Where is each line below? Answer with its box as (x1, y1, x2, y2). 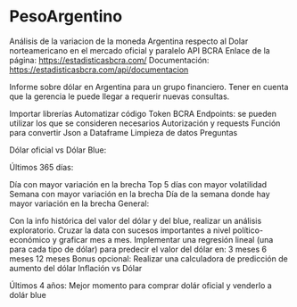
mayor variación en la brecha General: (9, 198, 150, 209)
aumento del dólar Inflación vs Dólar (9, 262, 143, 273)
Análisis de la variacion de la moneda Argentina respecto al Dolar (9, 36, 249, 46)
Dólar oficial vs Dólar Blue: (9, 145, 107, 155)
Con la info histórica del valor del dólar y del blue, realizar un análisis (9, 215, 262, 226)
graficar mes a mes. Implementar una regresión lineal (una (59, 234, 274, 245)
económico (9, 234, 51, 245)
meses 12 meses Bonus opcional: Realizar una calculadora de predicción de (9, 253, 288, 264)
